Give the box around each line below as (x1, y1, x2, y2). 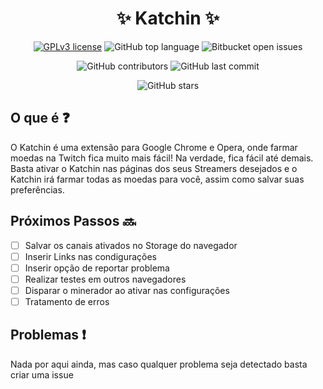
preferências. (10, 183, 65, 196)
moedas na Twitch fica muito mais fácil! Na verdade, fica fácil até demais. (10, 152, 314, 164)
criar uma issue (10, 368, 74, 381)
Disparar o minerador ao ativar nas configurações (24, 284, 230, 296)
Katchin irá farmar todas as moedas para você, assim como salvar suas (10, 173, 305, 185)
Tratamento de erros (24, 295, 110, 307)
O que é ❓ (10, 110, 70, 127)
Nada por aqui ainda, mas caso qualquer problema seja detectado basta (10, 358, 308, 370)
